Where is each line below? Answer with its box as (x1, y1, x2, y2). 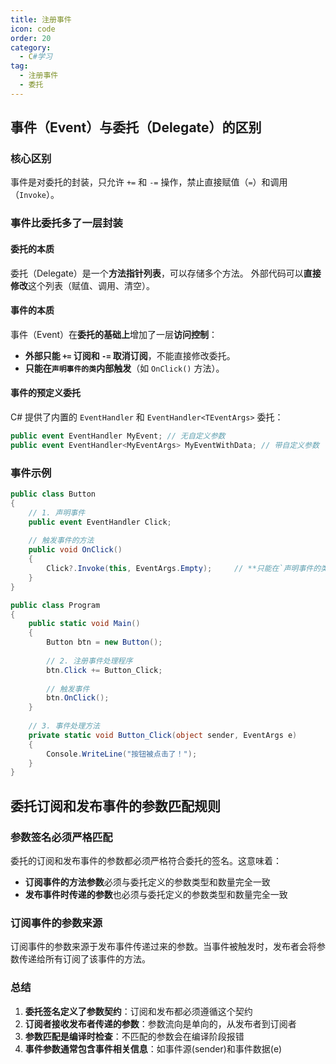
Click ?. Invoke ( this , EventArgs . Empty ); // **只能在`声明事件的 (46, 564, 322, 574)
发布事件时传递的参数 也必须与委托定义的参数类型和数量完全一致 (24, 888, 288, 900)
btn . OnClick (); (46, 693, 110, 703)
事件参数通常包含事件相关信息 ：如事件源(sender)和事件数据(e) (24, 1042, 283, 1055)
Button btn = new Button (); (46, 637, 163, 648)
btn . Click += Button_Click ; (46, 665, 163, 675)
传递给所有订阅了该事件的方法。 (18, 953, 151, 965)
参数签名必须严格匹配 (10, 830, 113, 844)
